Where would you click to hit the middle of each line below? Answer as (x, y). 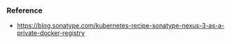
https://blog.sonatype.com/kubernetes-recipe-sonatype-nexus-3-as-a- (121, 26)
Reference (25, 10)
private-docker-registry (51, 33)
